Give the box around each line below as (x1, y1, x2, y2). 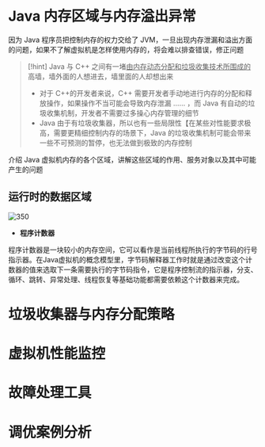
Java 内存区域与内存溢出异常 (8, 7, 196, 25)
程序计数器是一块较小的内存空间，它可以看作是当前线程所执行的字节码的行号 (8, 245, 258, 254)
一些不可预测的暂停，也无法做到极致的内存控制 (39, 138, 192, 147)
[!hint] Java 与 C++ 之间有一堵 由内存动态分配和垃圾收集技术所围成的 (27, 61, 252, 71)
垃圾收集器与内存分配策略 (8, 305, 176, 323)
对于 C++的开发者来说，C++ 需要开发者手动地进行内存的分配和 (39, 88, 245, 97)
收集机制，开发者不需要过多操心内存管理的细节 (46, 108, 199, 117)
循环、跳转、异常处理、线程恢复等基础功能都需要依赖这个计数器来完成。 (8, 274, 244, 284)
